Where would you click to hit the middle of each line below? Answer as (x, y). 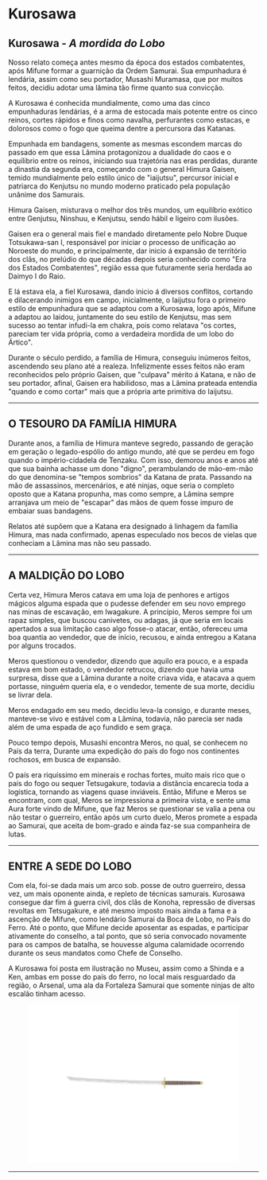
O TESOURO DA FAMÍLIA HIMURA (93, 424)
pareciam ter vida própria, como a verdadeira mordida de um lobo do (121, 334)
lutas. (17, 834)
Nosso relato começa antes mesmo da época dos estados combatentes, (127, 62)
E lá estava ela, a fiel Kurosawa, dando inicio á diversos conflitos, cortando (131, 292)
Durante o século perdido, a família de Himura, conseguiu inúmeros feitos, (130, 358)
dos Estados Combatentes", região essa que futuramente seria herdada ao (130, 268)
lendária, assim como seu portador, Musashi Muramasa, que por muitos (126, 79)
